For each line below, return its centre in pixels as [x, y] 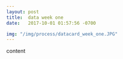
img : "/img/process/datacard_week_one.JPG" [62, 34]
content [16, 51]
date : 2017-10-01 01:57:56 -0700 [51, 23]
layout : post [23, 12]
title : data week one [35, 17]
